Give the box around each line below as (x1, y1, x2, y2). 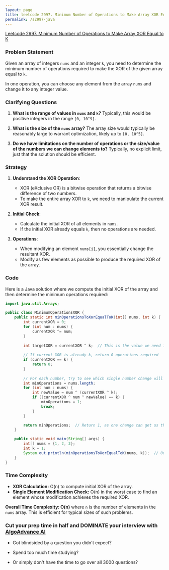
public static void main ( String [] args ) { (14, 437, 105, 442)
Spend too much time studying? (12, 549, 79, 556)
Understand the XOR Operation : (12, 175, 80, 181)
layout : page (5, 7, 33, 13)
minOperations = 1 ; (41, 400, 82, 405)
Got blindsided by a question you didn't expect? (12, 540, 112, 546)
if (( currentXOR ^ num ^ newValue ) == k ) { (32, 395, 125, 400)
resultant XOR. (20, 251, 50, 257)
